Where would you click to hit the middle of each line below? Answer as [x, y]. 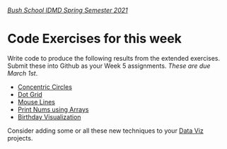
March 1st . [23, 73]
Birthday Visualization [49, 117]
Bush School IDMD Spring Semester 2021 [68, 10]
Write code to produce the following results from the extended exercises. [114, 58]
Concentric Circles [45, 87]
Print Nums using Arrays [53, 109]
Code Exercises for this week [95, 39]
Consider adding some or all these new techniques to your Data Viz [105, 131]
